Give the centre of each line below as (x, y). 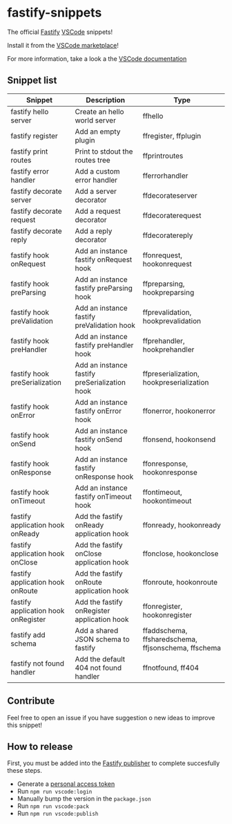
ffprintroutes (163, 156)
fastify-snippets (55, 13)
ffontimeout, (162, 492)
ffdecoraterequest (172, 215)
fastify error (30, 171)
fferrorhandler (165, 176)
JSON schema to (102, 639)
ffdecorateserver (170, 195)
